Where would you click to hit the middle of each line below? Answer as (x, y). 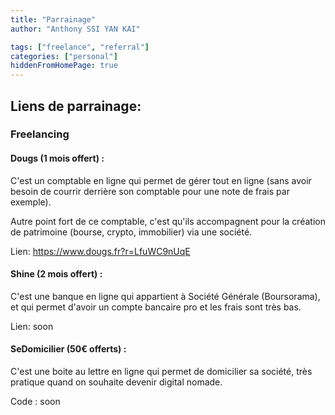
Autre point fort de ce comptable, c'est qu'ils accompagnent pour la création (168, 221)
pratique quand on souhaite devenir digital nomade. (116, 382)
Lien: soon (32, 326)
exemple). (31, 202)
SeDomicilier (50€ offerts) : (68, 349)
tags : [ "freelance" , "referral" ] (80, 47)
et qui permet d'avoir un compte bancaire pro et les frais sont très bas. (156, 307)
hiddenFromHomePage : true (64, 66)
